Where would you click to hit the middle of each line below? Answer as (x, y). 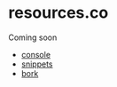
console (35, 54)
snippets (37, 64)
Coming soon (33, 37)
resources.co (58, 13)
